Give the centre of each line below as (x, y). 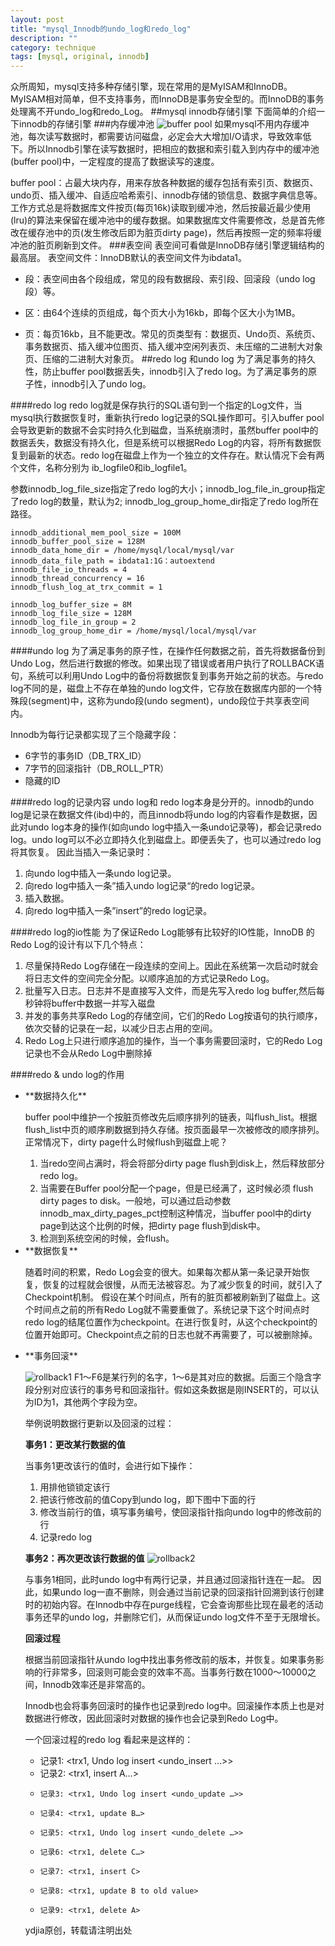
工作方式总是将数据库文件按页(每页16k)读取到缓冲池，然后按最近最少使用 (161, 208)
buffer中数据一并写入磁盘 (103, 1003)
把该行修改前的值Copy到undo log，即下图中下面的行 (148, 1500)
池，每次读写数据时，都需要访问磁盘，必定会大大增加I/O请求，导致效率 (156, 137)
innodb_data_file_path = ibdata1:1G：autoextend (112, 561)
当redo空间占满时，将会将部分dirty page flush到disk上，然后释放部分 (182, 1163)
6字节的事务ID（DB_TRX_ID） (85, 756)
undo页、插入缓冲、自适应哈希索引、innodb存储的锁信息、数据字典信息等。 (166, 195)
